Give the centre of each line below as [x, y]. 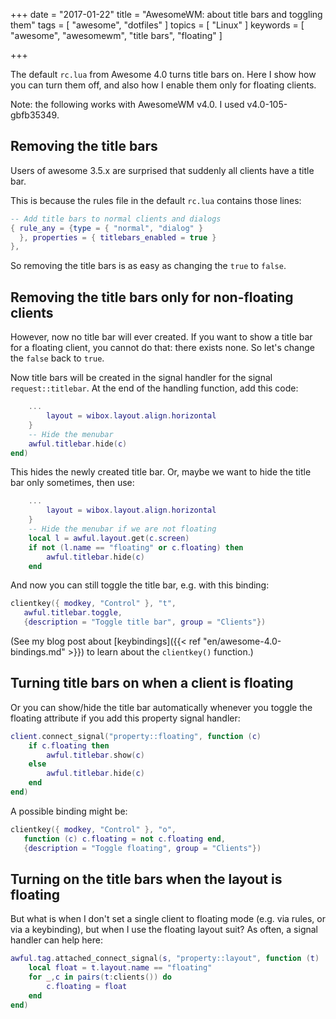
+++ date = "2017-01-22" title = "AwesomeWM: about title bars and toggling [166, 14]
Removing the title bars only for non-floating [152, 297]
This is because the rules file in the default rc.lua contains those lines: [156, 200]
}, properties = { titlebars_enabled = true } [118, 237]
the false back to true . [57, 358]
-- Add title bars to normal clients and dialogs [116, 219]
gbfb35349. [35, 115]
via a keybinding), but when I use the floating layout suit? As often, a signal [164, 930]
